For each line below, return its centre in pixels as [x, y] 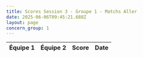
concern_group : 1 [28, 28]
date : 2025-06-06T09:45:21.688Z [46, 17]
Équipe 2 [54, 48]
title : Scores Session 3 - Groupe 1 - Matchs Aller [71, 11]
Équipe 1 [22, 48]
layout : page [22, 22]
